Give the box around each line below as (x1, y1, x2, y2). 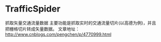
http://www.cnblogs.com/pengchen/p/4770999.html (5, 31, 112, 37)
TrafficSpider (5, 3, 61, 14)
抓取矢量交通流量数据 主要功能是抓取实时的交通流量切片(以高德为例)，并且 (5, 20, 157, 26)
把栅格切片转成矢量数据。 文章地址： (5, 26, 80, 32)
